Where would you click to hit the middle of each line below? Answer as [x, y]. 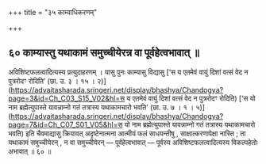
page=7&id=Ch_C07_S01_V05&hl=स [66, 124]
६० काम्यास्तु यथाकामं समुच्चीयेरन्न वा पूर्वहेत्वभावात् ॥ [104, 53]
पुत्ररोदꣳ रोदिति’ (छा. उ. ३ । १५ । [52, 81]
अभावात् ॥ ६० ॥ [30, 151]
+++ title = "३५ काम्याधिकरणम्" [53, 12]
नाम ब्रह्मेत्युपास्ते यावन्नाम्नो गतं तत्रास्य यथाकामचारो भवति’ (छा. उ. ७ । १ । [101, 107]
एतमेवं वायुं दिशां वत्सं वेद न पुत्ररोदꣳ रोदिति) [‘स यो [194, 98]
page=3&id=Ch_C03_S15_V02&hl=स [67, 98]
